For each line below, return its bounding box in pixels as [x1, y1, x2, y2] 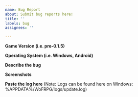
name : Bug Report [5, 7, 41, 12]
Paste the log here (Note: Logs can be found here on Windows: [5, 81, 133, 87]
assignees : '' [5, 25, 34, 30]
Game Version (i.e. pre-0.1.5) [5, 43, 65, 49]
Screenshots [5, 72, 32, 77]
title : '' [5, 16, 25, 21]
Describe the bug [5, 62, 41, 68]
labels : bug [5, 21, 29, 26]
